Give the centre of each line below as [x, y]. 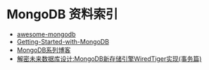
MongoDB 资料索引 [62, 14]
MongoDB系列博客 [44, 50]
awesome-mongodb [46, 34]
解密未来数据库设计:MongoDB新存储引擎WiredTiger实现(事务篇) [109, 58]
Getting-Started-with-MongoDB [63, 41]
